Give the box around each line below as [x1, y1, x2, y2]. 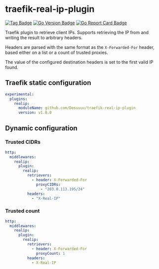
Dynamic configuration [5, 124, 78, 132]
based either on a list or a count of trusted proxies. [5, 49, 108, 55]
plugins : [9, 96, 28, 101]
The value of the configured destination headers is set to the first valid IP [5, 59, 154, 65]
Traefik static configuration [5, 79, 91, 87]
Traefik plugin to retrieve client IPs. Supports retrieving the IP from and [5, 29, 149, 35]
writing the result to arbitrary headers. [5, 35, 82, 41]
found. [5, 64, 19, 70]
